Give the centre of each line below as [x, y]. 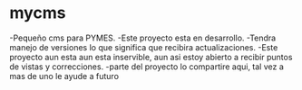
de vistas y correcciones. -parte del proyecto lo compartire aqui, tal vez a [146, 67]
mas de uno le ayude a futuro [64, 76]
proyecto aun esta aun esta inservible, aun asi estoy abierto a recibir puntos [151, 57]
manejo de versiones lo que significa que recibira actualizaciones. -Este [144, 47]
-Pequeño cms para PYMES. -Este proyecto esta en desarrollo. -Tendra [143, 38]
